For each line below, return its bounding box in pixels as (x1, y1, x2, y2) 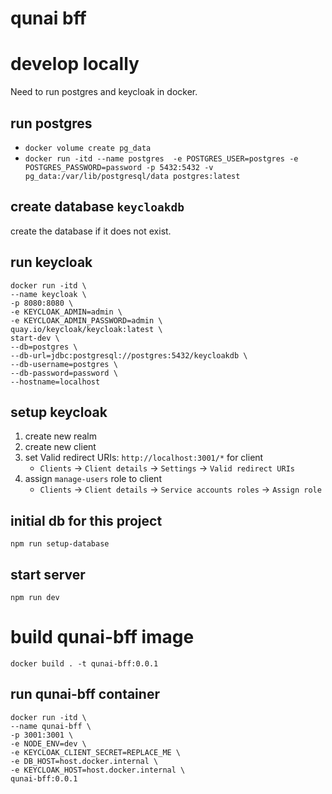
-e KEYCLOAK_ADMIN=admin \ (10, 307, 123, 317)
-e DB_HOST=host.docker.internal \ (10, 756, 159, 766)
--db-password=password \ (10, 368, 118, 378)
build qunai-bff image (10, 626, 195, 649)
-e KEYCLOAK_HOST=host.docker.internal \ (10, 765, 186, 775)
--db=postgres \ (10, 342, 78, 352)
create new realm (24, 430, 97, 442)
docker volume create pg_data (24, 143, 152, 153)
